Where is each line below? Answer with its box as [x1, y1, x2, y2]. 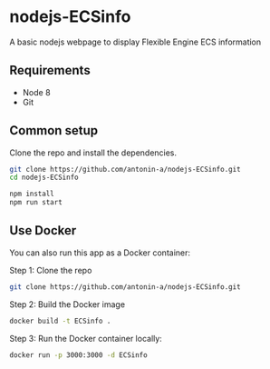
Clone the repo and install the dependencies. [9, 147, 178, 158]
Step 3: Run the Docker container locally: [9, 333, 163, 344]
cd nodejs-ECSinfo [9, 173, 79, 183]
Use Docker [9, 223, 77, 238]
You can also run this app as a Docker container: [9, 247, 191, 258]
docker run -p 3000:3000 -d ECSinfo [9, 350, 148, 360]
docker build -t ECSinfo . [9, 316, 111, 325]
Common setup [9, 123, 98, 138]
